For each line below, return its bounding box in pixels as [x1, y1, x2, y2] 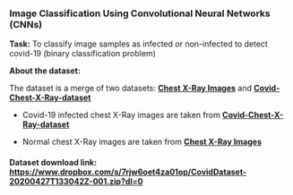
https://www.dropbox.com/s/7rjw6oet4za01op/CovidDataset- [9, 166, 247, 177]
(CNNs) [9, 18, 43, 30]
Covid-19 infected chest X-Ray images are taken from [22, 110, 221, 121]
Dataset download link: [9, 157, 97, 167]
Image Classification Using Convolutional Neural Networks [9, 7, 271, 20]
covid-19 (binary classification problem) [9, 48, 157, 59]
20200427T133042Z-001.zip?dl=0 [9, 175, 143, 186]
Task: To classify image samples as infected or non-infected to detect [9, 38, 269, 49]
